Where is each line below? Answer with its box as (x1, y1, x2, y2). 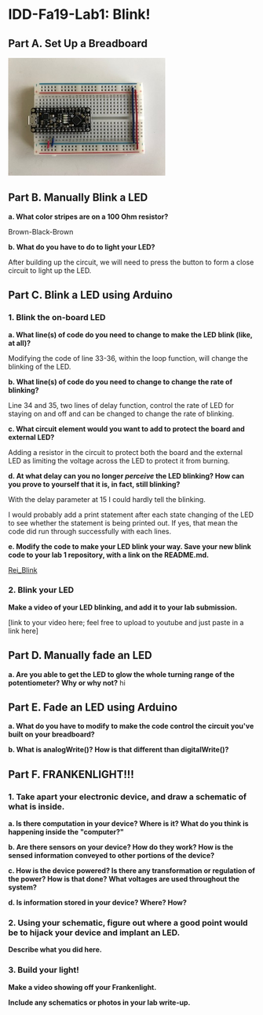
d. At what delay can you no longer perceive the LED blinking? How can (8, 471, 245, 480)
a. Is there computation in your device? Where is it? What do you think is (8, 819, 249, 828)
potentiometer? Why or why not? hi (8, 678, 126, 687)
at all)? (8, 338, 31, 347)
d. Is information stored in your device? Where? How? (8, 898, 187, 908)
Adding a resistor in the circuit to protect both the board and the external (8, 447, 243, 457)
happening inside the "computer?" (8, 828, 124, 837)
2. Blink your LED (8, 584, 75, 595)
